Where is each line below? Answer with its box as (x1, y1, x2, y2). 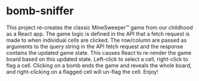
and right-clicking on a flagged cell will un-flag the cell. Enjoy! (6, 68, 158, 75)
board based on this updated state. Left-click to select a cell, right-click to (6, 55, 188, 63)
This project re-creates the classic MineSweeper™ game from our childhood (6, 24, 193, 31)
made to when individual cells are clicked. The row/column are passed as (6, 36, 187, 43)
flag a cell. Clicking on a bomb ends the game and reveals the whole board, (6, 61, 192, 69)
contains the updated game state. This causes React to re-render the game (6, 49, 192, 56)
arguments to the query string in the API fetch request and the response (6, 43, 183, 50)
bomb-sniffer (6, 4, 74, 18)
